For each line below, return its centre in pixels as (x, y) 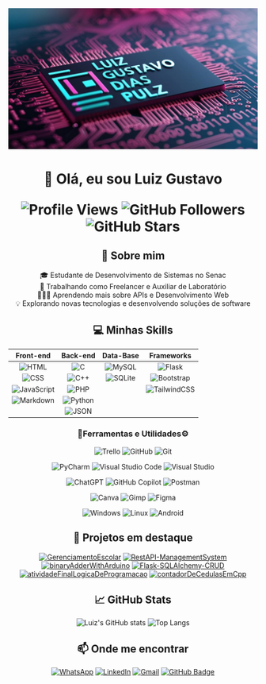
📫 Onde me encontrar (133, 649)
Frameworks (170, 355)
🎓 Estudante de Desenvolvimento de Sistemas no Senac (133, 275)
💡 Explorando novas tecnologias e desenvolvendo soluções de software (133, 303)
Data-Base (121, 355)
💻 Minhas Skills (133, 330)
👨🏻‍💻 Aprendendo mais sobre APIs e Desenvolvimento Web (133, 295)
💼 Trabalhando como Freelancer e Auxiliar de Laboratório (133, 287)
